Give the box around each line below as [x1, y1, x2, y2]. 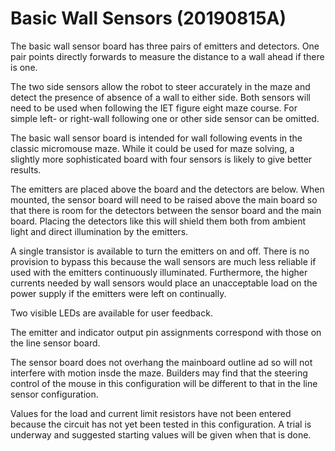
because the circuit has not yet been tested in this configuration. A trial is [10, 418, 312, 430]
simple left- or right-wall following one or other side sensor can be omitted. [10, 112, 320, 124]
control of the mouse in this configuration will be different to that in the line [10, 377, 318, 389]
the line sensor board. [10, 337, 101, 349]
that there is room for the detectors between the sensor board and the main [10, 204, 322, 216]
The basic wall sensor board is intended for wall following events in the [10, 132, 303, 144]
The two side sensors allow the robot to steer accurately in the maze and [10, 80, 311, 92]
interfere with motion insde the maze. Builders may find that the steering [10, 367, 308, 379]
